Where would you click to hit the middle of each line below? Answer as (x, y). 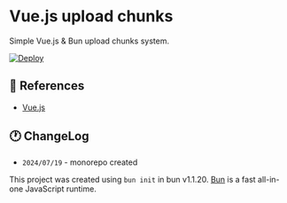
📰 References (47, 86)
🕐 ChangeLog (49, 136)
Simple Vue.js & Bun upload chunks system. (89, 41)
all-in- (268, 179)
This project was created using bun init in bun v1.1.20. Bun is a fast (132, 179)
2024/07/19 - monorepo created (80, 162)
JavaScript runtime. (61, 189)
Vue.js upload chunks (91, 16)
